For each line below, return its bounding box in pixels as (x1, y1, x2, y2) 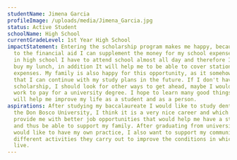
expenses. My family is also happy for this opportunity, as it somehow (13, 69, 232, 76)
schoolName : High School (7, 30, 80, 38)
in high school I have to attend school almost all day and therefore (13, 57, 226, 64)
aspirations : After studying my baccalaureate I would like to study (7, 103, 217, 110)
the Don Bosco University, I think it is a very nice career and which (13, 109, 229, 116)
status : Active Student (7, 23, 78, 30)
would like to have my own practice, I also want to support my (13, 129, 207, 136)
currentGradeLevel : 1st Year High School (7, 37, 131, 44)
